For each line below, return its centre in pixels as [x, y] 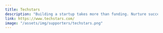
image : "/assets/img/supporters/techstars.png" [54, 23]
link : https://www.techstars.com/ [40, 18]
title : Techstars [23, 9]
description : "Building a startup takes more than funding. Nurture [76, 14]
